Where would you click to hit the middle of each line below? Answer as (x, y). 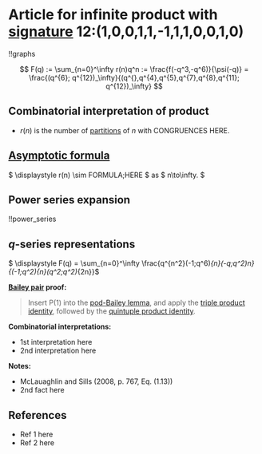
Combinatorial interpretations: (60, 327)
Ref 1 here (36, 434)
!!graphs (22, 53)
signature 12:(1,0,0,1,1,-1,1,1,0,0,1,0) (126, 32)
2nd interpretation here (58, 351)
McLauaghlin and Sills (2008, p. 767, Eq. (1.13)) (96, 381)
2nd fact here (42, 390)
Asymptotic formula (59, 156)
